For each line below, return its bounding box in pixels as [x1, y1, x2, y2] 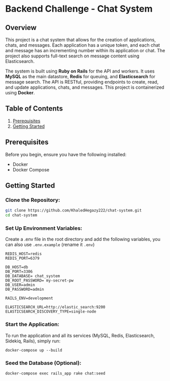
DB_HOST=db [5, 265, 28, 270]
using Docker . [5, 90, 35, 95]
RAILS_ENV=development [5, 296, 53, 301]
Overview [5, 23, 37, 32]
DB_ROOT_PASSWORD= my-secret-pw [5, 278, 74, 283]
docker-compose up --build [5, 348, 62, 353]
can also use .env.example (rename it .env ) [5, 241, 95, 248]
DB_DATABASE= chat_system [5, 273, 60, 279]
